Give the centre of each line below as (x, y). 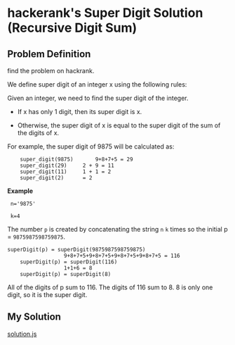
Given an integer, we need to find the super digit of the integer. (98, 98)
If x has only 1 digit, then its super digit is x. (80, 112)
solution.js (22, 334)
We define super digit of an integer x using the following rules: (97, 84)
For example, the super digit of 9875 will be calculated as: (91, 146)
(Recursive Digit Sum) (72, 28)
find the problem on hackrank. (51, 71)
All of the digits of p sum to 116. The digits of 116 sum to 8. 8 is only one (110, 287)
